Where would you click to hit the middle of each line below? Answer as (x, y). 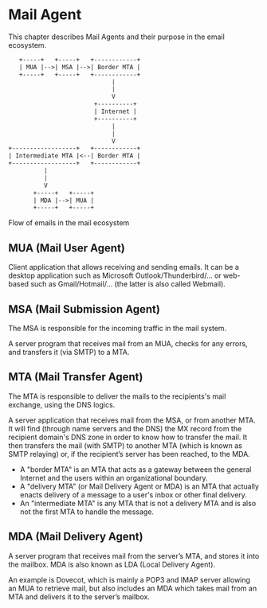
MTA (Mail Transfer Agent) (76, 377)
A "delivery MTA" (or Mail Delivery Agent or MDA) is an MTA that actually (139, 486)
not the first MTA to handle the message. (86, 512)
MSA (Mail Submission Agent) (84, 309)
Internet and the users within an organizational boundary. (114, 477)
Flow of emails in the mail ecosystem (69, 223)
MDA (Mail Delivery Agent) (76, 537)
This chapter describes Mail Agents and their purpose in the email (116, 37)
